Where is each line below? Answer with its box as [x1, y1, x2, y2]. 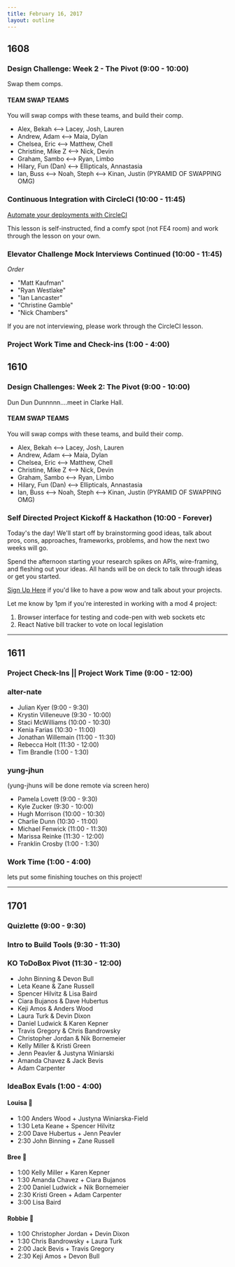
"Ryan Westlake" [17, 285, 66, 294]
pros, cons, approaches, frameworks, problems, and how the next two [7, 536, 210, 545]
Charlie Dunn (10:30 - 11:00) [17, 818, 99, 825]
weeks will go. [7, 544, 49, 553]
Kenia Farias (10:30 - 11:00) [17, 725, 96, 733]
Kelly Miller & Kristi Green [17, 1041, 91, 1050]
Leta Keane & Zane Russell [17, 982, 94, 990]
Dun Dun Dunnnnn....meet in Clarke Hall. [7, 398, 124, 407]
